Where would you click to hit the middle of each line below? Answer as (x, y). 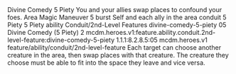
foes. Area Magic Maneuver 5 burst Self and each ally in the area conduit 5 (117, 17)
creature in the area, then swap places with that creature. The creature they (118, 55)
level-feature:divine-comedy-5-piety (61, 40)
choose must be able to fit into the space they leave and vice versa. (106, 63)
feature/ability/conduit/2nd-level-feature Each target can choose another (114, 47)
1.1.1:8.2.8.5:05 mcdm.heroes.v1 (162, 40)
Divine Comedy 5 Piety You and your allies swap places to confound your (115, 10)
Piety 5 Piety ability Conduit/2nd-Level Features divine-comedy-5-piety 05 (117, 25)
